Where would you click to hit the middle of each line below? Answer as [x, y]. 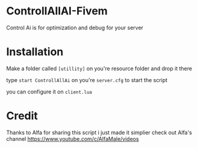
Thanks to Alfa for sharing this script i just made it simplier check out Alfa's [99, 132]
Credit [22, 116]
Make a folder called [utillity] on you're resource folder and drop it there [99, 68]
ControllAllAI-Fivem [57, 11]
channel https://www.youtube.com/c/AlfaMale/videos [73, 138]
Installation [35, 52]
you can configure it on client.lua [49, 92]
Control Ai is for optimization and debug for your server [75, 28]
